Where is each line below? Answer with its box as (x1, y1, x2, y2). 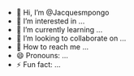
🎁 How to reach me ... (15, 42, 89, 52)
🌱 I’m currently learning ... (15, 25, 103, 34)
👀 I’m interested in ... (15, 16, 85, 26)
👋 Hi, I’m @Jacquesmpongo (15, 8, 110, 17)
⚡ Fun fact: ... (15, 60, 61, 69)
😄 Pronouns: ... (15, 51, 69, 60)
